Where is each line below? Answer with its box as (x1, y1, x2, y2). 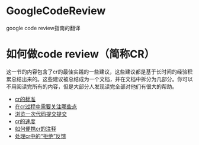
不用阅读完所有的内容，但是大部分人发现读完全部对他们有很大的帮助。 (6, 83, 178, 90)
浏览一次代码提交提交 (14, 110, 67, 117)
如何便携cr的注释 (14, 125, 57, 132)
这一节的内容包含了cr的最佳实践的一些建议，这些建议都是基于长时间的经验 (6, 68, 188, 75)
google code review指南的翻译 (6, 24, 81, 31)
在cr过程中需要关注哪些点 (14, 102, 78, 110)
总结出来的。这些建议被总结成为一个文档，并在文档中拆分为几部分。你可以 (11, 75, 193, 82)
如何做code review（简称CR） (6, 47, 155, 61)
